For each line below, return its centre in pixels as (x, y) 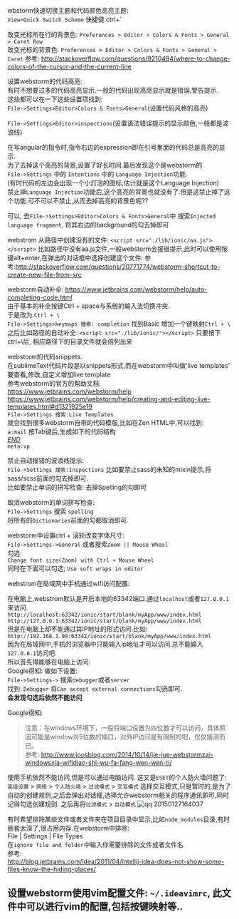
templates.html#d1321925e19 (50, 406)
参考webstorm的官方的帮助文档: (54, 383)
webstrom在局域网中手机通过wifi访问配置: (69, 584)
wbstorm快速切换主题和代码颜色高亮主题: (68, 10)
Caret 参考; (23, 58)
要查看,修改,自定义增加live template (59, 374)
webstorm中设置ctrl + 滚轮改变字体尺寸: (66, 535)
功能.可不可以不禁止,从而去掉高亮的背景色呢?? (81, 201)
